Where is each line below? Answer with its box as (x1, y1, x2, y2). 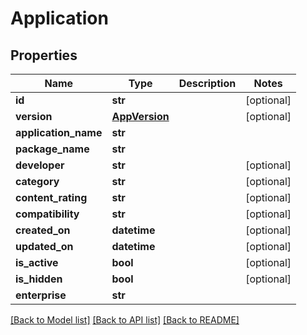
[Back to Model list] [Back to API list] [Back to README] (10, 314, 240, 326)
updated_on (15, 240, 74, 253)
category (15, 175, 60, 188)
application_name (15, 126, 103, 139)
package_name (15, 142, 90, 156)
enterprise (15, 288, 67, 302)
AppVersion (111, 110, 170, 123)
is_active (15, 256, 59, 269)
